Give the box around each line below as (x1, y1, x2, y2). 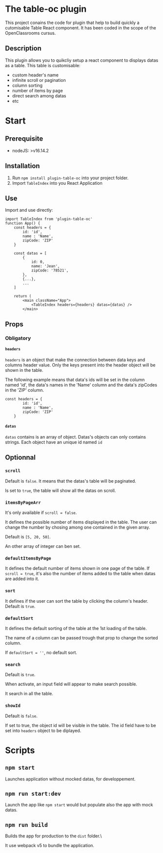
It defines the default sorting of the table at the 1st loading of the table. (5, 625, 147, 631)
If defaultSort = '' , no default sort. (5, 649, 77, 655)
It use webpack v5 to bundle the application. (5, 843, 94, 849)
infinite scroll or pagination (12, 77, 66, 83)
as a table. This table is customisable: (5, 62, 81, 68)
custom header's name (12, 72, 59, 78)
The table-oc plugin (5, 3, 87, 15)
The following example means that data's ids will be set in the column (5, 376, 145, 383)
